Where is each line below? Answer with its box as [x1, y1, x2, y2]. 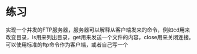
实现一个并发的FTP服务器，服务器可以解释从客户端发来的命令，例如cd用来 [5, 26, 190, 33]
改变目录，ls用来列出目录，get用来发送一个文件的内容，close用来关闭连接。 [5, 33, 195, 40]
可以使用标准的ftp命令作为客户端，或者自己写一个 [5, 41, 129, 48]
